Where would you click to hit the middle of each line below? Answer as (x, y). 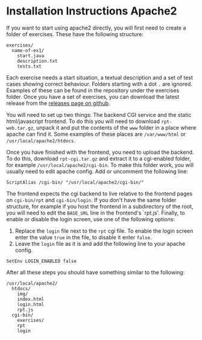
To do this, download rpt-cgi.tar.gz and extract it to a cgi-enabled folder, (99, 159)
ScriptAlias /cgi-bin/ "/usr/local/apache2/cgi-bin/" (75, 182)
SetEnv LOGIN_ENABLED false (42, 261)
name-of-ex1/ (28, 50)
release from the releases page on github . (58, 103)
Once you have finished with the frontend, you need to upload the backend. (100, 152)
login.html (31, 304)
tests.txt (30, 66)
